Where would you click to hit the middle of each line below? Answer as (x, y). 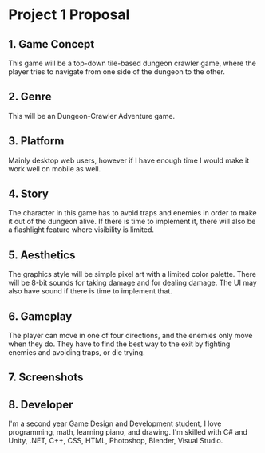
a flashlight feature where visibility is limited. (81, 230)
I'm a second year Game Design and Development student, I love (115, 423)
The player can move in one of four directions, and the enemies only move (131, 336)
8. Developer (41, 404)
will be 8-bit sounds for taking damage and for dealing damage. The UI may (132, 283)
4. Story (29, 194)
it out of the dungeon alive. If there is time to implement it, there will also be (132, 222)
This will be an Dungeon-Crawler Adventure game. (92, 116)
